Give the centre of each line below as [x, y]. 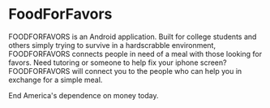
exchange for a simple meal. [56, 80]
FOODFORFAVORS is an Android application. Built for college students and [133, 37]
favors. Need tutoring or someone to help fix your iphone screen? [118, 63]
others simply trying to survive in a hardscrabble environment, [112, 45]
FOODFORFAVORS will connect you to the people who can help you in [125, 71]
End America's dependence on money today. [84, 95]
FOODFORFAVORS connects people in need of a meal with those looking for [135, 54]
